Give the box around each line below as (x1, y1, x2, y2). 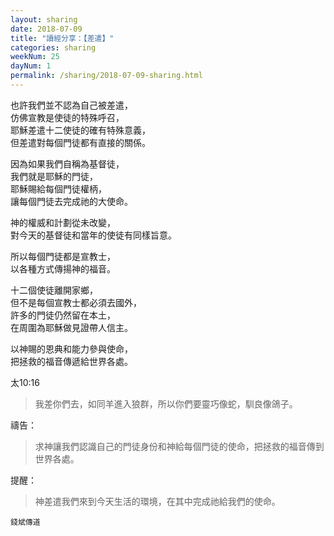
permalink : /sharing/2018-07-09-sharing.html (10, 71, 203, 81)
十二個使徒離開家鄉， (10, 284, 98, 296)
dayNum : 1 (10, 61, 52, 71)
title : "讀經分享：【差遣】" (10, 33, 115, 43)
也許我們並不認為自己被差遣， (10, 99, 133, 111)
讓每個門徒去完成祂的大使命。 (10, 195, 133, 207)
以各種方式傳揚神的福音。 (10, 262, 116, 275)
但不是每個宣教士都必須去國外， (10, 296, 142, 308)
